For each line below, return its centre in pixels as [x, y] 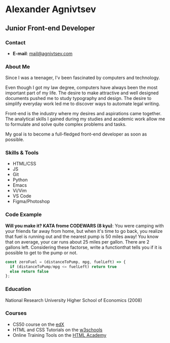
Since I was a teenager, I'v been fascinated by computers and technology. [83, 78]
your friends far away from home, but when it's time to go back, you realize [84, 231]
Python [20, 180]
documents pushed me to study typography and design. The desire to [78, 98]
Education [18, 289]
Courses [16, 313]
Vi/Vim [20, 191]
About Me [18, 66]
